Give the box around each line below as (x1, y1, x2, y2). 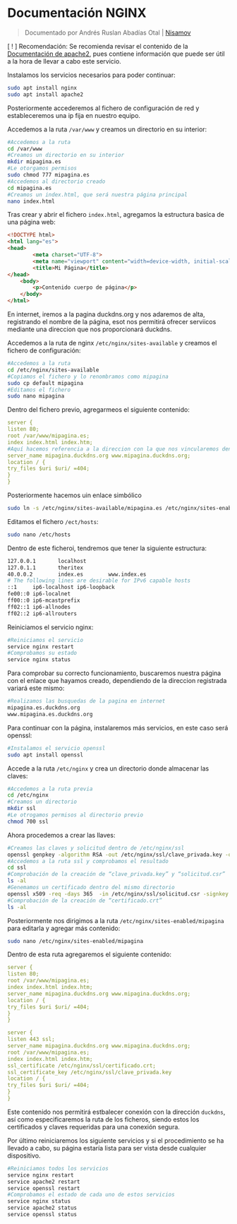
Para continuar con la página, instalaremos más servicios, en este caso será (7, 723, 229, 732)
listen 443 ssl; (7, 1036, 55, 1043)
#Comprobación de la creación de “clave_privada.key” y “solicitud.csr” (7, 871, 226, 878)
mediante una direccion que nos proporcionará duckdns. (7, 325, 172, 333)
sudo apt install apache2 (7, 90, 83, 98)
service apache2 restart (7, 1178, 80, 1185)
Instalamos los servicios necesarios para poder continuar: (7, 71, 176, 79)
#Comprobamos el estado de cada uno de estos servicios (7, 1192, 175, 1199)
